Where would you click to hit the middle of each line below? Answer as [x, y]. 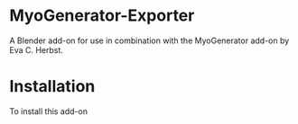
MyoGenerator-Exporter [102, 16]
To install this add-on [49, 111]
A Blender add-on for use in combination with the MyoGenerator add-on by [149, 40]
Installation [52, 87]
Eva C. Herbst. [36, 49]
